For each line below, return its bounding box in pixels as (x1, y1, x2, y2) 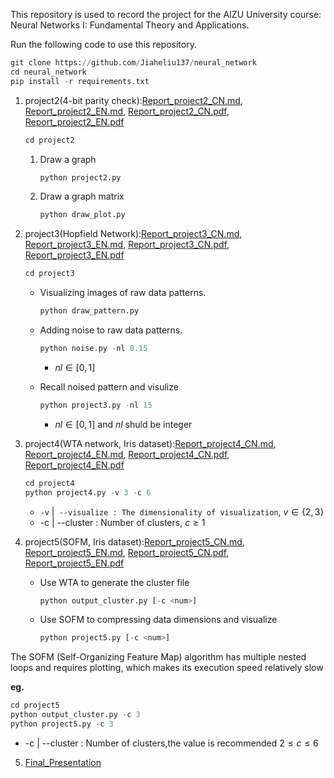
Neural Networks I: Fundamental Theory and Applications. (10, 19, 250, 31)
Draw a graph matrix (39, 190, 125, 203)
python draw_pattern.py (39, 306, 140, 316)
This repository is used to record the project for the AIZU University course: (10, 9, 322, 20)
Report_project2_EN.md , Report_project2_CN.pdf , (24, 105, 230, 117)
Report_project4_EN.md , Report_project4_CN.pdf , (24, 448, 230, 460)
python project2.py (39, 172, 122, 183)
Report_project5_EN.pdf (24, 557, 125, 569)
